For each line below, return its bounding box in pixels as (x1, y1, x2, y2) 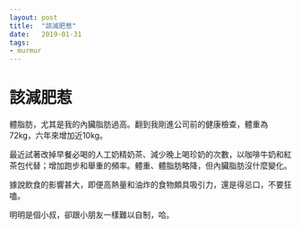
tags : (9, 38, 30, 47)
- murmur (9, 46, 42, 55)
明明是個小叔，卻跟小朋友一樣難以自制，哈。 (9, 209, 175, 220)
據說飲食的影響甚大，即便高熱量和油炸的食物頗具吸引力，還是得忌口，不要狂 (9, 180, 292, 190)
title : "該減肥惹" (9, 21, 77, 30)
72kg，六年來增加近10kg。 (9, 131, 107, 141)
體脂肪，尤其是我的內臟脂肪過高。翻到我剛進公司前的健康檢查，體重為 (9, 119, 269, 130)
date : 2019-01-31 (9, 30, 82, 38)
